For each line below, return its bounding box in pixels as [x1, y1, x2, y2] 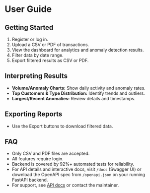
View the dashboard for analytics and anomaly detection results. [11, 47, 144, 53]
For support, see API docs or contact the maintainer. [11, 182, 119, 188]
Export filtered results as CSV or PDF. [11, 58, 89, 63]
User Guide [4, 3, 52, 15]
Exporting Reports [4, 110, 63, 119]
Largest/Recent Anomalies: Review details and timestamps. [11, 95, 136, 101]
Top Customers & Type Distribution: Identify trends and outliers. [11, 90, 145, 96]
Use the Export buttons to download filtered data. [11, 123, 113, 129]
